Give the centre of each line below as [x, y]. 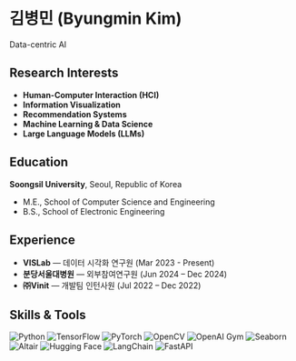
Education [39, 162]
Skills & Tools [48, 315]
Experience [42, 240]
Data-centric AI [38, 44]
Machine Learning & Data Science [88, 124]
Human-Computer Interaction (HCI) [91, 95]
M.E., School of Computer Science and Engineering [118, 202]
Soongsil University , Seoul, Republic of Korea [96, 184]
